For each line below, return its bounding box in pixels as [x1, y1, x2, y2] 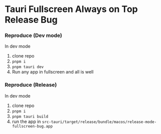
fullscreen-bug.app [12, 123, 53, 128]
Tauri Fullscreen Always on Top [5, 3, 138, 15]
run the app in [12, 118, 41, 124]
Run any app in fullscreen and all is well [12, 69, 94, 75]
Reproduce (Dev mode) [5, 32, 62, 39]
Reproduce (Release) [5, 81, 57, 88]
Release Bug [5, 14, 58, 25]
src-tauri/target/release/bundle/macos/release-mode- [42, 119, 157, 124]
